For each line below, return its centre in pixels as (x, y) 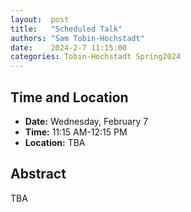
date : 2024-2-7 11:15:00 (69, 47)
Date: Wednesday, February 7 (86, 121)
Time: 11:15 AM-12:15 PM (76, 132)
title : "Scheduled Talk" (66, 29)
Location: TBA (55, 142)
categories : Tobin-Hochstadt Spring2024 (96, 57)
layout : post (40, 19)
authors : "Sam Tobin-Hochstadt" (77, 38)
